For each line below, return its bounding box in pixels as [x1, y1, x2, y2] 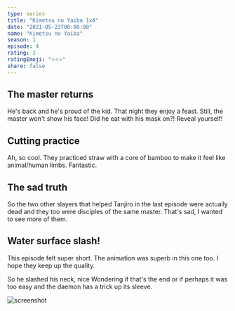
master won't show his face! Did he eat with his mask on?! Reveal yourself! [7, 114, 223, 123]
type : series [7, 10, 46, 18]
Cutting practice [7, 135, 81, 147]
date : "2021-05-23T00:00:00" [7, 23, 93, 30]
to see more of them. [7, 215, 68, 223]
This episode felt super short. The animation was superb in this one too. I [7, 253, 219, 262]
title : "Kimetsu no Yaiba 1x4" [7, 17, 99, 24]
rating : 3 [7, 50, 36, 57]
